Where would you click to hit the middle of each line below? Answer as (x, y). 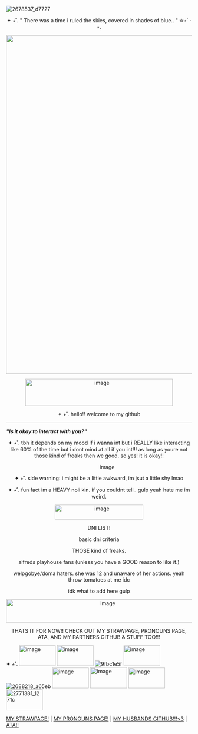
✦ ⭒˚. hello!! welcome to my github (99, 414)
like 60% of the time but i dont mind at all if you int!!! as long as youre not (99, 449)
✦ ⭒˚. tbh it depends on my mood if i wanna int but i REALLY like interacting (99, 443)
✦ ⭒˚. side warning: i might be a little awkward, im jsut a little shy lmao (99, 478)
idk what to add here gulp (99, 591)
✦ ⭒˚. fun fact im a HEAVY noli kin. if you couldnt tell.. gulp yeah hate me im (99, 490)
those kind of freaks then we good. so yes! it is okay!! (99, 456)
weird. (99, 496)
